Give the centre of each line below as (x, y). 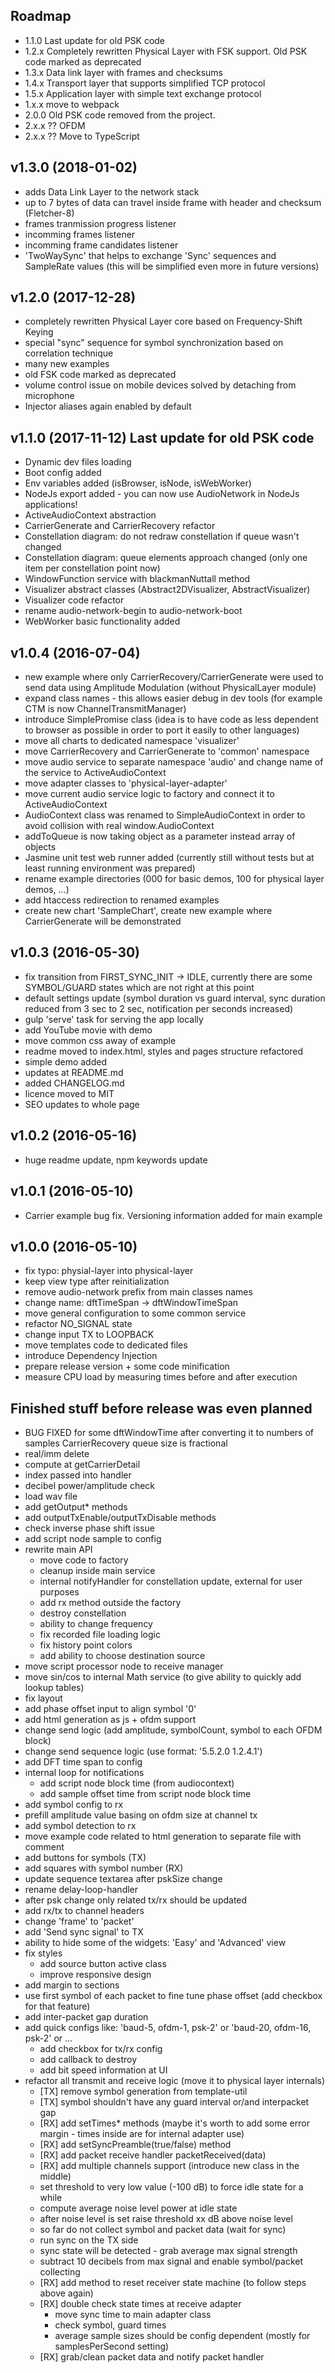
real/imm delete (57, 1454)
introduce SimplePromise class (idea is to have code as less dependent (171, 720)
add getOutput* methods (76, 1507)
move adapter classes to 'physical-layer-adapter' (126, 783)
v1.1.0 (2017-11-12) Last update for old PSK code (162, 437)
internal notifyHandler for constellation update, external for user (171, 1581)
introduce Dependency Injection (91, 1356)
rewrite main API (58, 1550)
